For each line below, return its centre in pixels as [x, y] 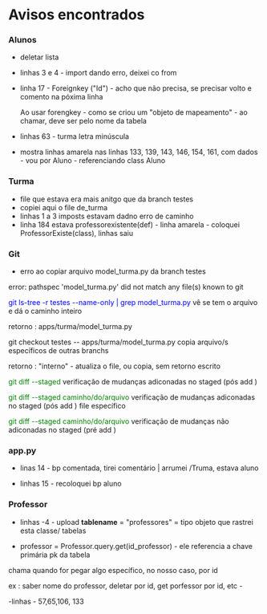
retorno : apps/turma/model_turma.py [70, 327]
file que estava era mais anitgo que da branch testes [107, 199]
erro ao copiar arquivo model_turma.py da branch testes [113, 271]
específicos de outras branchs [59, 351]
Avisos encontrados [77, 15]
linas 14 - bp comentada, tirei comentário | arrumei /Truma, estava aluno [139, 468]
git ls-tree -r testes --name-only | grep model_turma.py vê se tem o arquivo [133, 303]
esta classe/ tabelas [53, 531]
